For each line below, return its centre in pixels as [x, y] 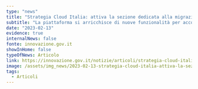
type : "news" [22, 11]
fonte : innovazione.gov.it [39, 44]
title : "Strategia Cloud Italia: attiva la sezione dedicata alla [89, 17]
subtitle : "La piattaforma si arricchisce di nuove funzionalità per [93, 22]
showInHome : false [29, 50]
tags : [13, 71]
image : [14, 66]
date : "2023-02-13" [30, 28]
